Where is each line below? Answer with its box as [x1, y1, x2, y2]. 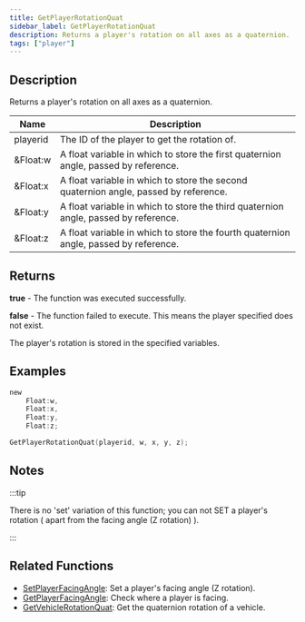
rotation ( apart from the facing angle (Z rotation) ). [9, 514, 200, 525]
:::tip [9, 487, 26, 498]
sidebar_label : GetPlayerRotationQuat [9, 22, 156, 31]
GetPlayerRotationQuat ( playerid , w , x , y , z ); [9, 438, 189, 448]
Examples [9, 364, 66, 380]
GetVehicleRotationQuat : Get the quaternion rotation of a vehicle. [22, 601, 266, 613]
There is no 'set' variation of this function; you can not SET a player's [9, 505, 268, 516]
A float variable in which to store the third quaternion [59, 201, 284, 213]
